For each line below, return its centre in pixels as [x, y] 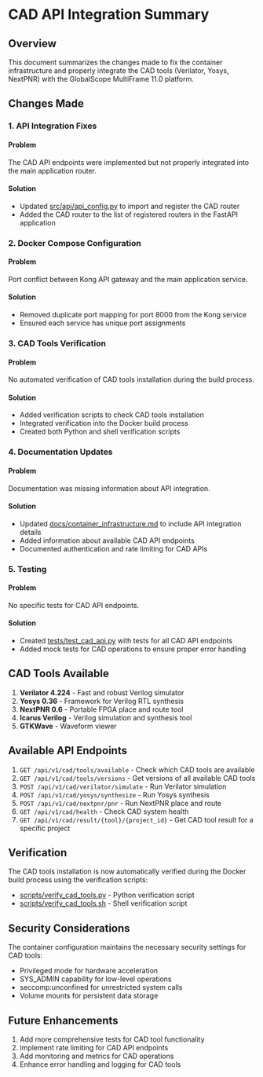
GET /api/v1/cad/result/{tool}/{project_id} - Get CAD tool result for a [136, 819]
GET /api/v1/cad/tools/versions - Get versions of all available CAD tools [137, 778]
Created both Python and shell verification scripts [100, 432]
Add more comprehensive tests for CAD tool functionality [112, 1039]
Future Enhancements [64, 1020]
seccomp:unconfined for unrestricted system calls [101, 987]
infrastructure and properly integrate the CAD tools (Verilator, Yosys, [119, 71]
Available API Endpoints [68, 751]
